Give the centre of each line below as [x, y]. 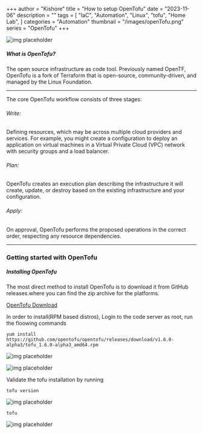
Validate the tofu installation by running [55, 380]
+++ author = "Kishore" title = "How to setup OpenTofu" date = [85, 9]
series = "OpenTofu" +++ [38, 28]
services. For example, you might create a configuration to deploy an [92, 138]
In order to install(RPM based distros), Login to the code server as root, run [100, 317]
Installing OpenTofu [32, 272]
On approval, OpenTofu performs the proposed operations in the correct [96, 229]
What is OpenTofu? [31, 53]
